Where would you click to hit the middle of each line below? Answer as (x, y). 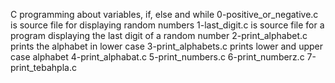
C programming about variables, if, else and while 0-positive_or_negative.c (164, 14)
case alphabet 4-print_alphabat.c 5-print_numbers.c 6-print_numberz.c (157, 57)
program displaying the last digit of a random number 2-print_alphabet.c (159, 35)
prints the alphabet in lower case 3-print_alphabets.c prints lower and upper (166, 46)
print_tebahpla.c (43, 67)
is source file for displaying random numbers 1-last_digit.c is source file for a (167, 25)
